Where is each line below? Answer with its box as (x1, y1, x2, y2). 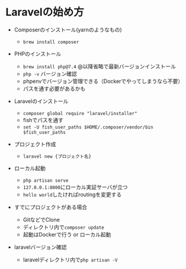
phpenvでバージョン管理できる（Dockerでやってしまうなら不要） (23, 78, 184, 85)
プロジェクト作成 (14, 140, 56, 148)
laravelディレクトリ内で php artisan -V (23, 256, 118, 263)
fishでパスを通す (23, 116, 63, 123)
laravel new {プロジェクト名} (23, 153, 92, 159)
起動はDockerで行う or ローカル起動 (23, 230, 111, 238)
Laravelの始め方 (5, 5, 84, 19)
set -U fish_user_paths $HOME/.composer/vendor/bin (23, 124, 153, 130)
